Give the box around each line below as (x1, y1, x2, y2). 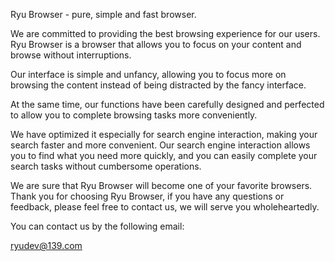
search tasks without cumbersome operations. (10, 160, 202, 172)
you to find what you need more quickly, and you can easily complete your (10, 150, 318, 161)
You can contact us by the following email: (10, 220, 185, 232)
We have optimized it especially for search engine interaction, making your (10, 129, 318, 140)
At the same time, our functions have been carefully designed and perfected (10, 99, 325, 110)
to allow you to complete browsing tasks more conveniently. (10, 109, 258, 121)
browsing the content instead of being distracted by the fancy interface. (10, 79, 307, 91)
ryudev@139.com (10, 240, 83, 251)
